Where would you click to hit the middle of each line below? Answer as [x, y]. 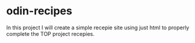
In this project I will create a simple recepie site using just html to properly [98, 27]
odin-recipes [39, 11]
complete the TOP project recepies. [50, 33]
